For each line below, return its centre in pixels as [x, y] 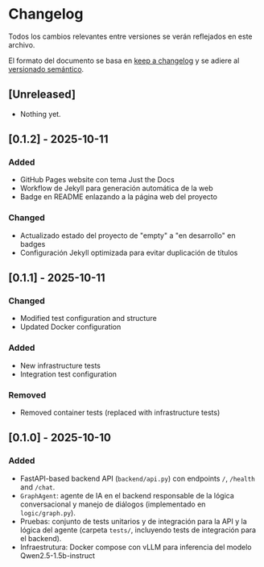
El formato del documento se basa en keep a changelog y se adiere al [124, 60]
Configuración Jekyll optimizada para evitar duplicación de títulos [129, 252]
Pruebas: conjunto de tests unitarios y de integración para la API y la [133, 521]
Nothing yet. [41, 114]
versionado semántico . [46, 69]
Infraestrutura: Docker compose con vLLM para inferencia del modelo [136, 547]
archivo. [22, 44]
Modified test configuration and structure [88, 319]
